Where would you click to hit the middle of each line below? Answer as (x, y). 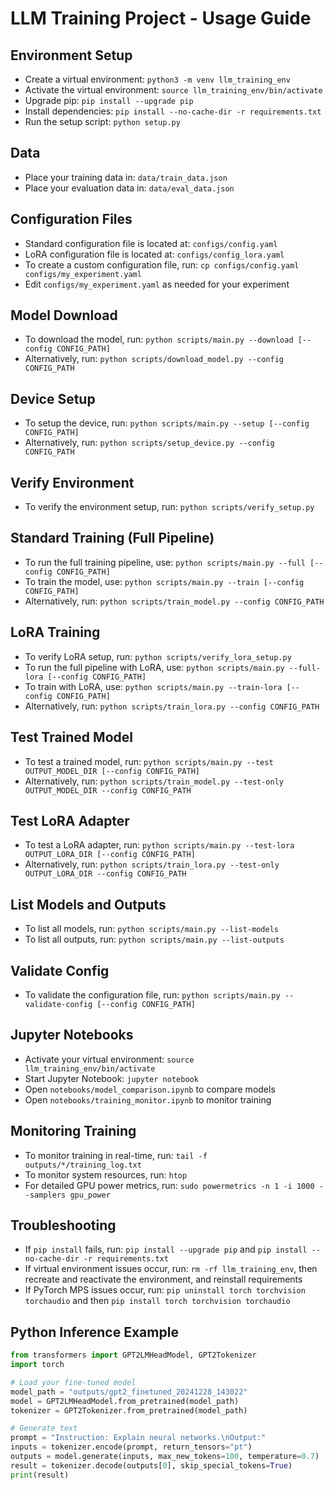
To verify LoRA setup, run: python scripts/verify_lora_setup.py (158, 656)
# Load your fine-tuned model (73, 1382)
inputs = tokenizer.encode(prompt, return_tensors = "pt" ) (131, 1447)
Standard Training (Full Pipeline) (112, 538)
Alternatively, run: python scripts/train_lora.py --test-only (152, 864)
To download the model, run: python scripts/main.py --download (159, 339)
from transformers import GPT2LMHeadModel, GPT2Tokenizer (133, 1355)
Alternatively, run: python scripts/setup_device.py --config (149, 443)
